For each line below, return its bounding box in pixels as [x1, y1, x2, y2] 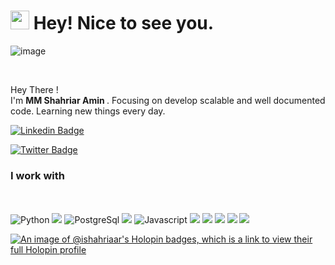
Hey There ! [10, 83, 59, 95]
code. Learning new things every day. [10, 105, 166, 117]
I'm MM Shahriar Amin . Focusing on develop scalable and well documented [10, 94, 326, 106]
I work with [10, 168, 66, 182]
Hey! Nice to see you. [33, 12, 215, 35]
